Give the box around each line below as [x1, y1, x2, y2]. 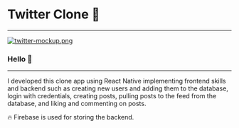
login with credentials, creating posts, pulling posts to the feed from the [7, 92, 217, 100]
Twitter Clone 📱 [7, 6, 100, 23]
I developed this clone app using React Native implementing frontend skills [7, 77, 226, 86]
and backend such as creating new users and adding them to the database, [7, 84, 229, 93]
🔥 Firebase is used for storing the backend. [7, 113, 134, 122]
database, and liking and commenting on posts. [7, 99, 147, 108]
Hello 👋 [7, 54, 33, 64]
